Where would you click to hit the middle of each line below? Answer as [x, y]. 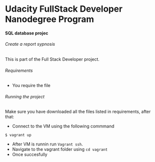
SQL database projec [27, 33]
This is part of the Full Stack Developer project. [52, 59]
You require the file [31, 86]
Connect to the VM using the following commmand [63, 126]
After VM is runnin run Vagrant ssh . [48, 144]
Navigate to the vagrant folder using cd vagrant [60, 149]
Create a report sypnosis [30, 44]
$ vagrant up [18, 135]
